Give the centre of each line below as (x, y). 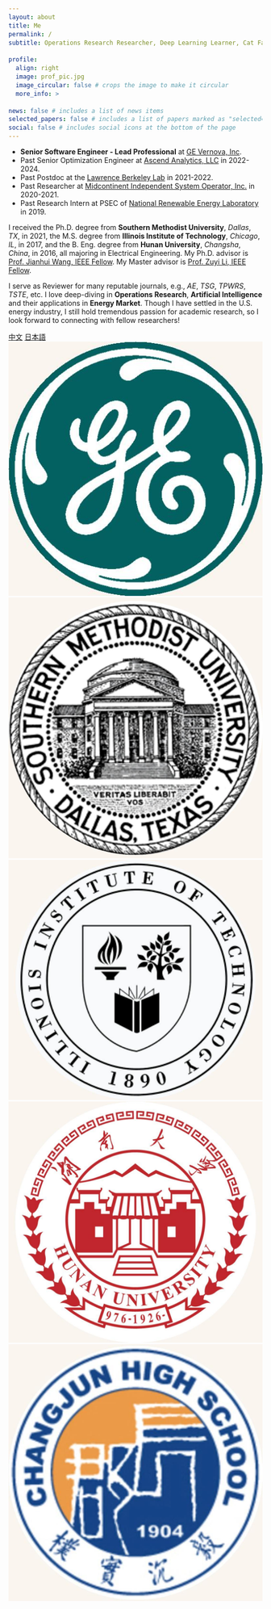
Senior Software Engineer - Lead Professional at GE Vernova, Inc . (131, 152)
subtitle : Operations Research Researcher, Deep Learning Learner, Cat (131, 43)
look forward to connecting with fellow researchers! (94, 320)
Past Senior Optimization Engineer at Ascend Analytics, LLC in (123, 160)
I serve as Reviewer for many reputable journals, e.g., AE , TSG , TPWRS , (127, 286)
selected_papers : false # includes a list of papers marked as (117, 119)
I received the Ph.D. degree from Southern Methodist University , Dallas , (130, 227)
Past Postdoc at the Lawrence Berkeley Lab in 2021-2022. (117, 177)
